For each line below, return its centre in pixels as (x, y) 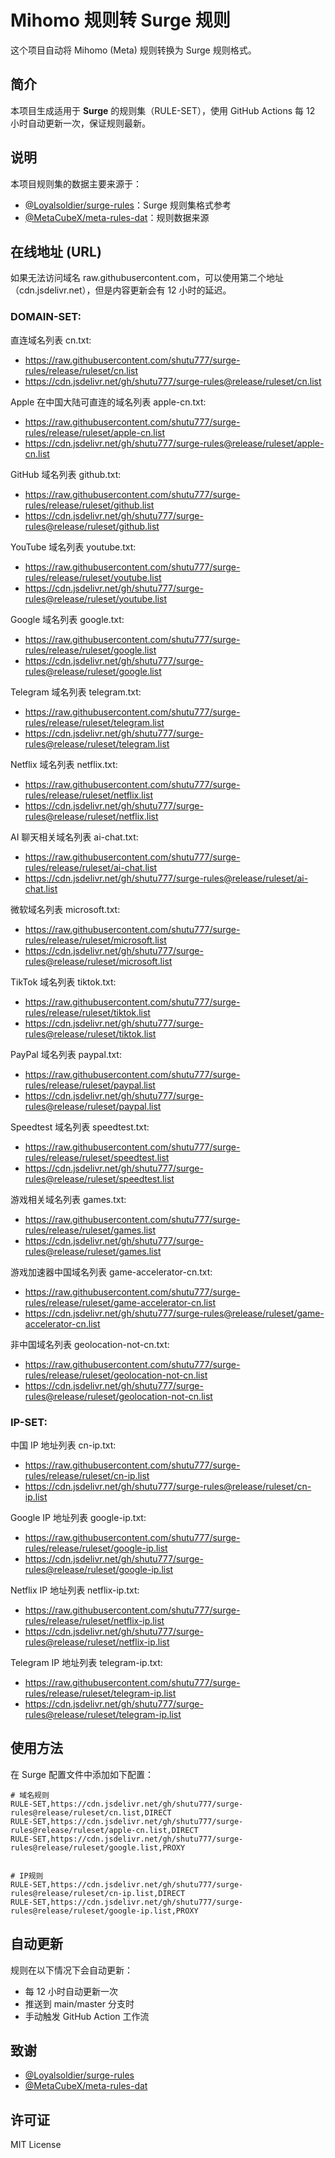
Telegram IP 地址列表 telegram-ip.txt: (86, 1662)
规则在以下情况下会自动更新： (71, 1970)
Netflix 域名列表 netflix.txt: (64, 764)
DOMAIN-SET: (46, 317)
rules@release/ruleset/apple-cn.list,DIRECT (104, 1830)
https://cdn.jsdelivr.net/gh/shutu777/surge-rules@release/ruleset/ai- (166, 878)
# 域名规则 (30, 1795)
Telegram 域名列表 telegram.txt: (76, 692)
